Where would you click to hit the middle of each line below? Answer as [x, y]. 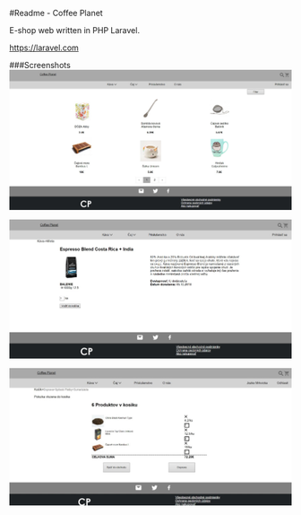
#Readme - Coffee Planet [56, 13]
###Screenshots [40, 65]
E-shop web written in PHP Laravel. [75, 30]
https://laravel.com [44, 48]
